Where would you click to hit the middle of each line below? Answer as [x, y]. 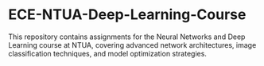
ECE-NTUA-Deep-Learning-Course [127, 15]
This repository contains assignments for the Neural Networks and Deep [127, 37]
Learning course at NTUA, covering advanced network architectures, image [132, 45]
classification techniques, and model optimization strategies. [107, 53]
